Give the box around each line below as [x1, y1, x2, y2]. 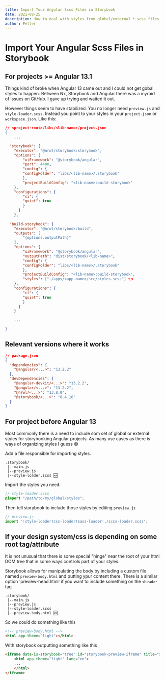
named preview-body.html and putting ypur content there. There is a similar [5, 573, 158, 579]
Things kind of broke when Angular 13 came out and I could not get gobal [5, 85, 154, 91]
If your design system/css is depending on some [5, 532, 157, 541]
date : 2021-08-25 [5, 12, 41, 17]
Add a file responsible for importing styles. [5, 451, 91, 456]
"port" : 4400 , [23, 162, 52, 167]
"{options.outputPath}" [23, 235, 71, 240]
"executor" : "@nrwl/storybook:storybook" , [14, 148, 102, 153]
